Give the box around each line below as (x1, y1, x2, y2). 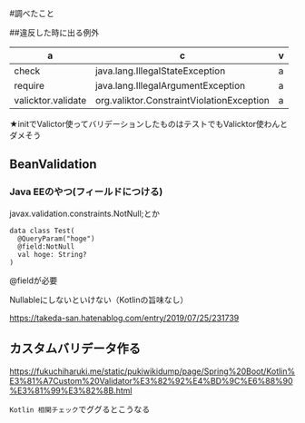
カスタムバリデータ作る (9, 341, 141, 357)
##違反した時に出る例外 (9, 27, 100, 38)
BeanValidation (9, 157, 97, 172)
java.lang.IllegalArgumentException (94, 80, 246, 92)
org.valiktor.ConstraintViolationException (94, 94, 271, 106)
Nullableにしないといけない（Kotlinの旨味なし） (9, 294, 189, 305)
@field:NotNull (17, 241, 75, 251)
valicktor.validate (14, 94, 87, 106)
